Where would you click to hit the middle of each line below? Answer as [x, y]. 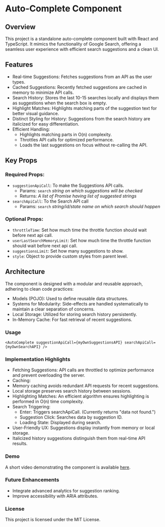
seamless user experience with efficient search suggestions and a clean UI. [82, 49]
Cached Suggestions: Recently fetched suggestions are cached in [80, 87]
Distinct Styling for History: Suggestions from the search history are [81, 119]
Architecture [25, 272]
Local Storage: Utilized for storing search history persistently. [75, 314]
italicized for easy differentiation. [46, 124]
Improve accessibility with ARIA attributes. [55, 496]
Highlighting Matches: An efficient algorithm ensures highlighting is [81, 396]
